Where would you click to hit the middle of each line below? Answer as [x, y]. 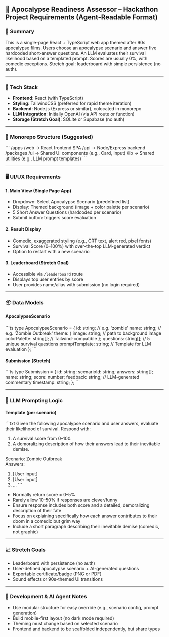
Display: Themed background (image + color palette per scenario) [81, 207]
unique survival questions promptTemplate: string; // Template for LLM [78, 344]
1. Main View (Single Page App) [38, 190]
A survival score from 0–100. [42, 439]
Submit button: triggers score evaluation [54, 218]
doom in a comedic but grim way [47, 521]
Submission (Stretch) [28, 361]
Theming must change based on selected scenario [65, 623]
